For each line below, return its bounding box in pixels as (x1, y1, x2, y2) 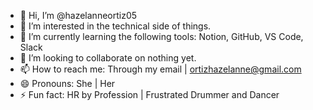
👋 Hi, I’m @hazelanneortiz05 (19, 10, 138, 21)
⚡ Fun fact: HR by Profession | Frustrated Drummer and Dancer (19, 89, 280, 100)
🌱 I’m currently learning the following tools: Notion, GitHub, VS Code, (19, 31, 304, 42)
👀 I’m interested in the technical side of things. (19, 20, 212, 32)
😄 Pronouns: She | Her (19, 78, 116, 89)
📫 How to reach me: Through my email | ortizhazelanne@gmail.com (19, 63, 302, 75)
